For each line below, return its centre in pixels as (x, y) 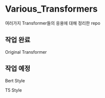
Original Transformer (26, 52)
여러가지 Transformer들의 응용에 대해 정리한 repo (53, 23)
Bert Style (15, 80)
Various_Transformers (51, 9)
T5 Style (13, 90)
